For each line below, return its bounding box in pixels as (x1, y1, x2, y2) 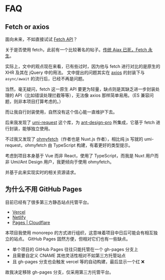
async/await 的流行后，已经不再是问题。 (5, 76, 87, 81)
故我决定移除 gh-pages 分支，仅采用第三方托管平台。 (5, 269, 114, 275)
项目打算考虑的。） (26, 99, 64, 104)
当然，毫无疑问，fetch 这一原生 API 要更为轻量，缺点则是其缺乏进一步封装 (5, 86, 156, 92)
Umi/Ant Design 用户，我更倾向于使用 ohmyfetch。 (10, 159, 114, 165)
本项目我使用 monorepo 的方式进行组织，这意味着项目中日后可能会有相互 (5, 230, 154, 236)
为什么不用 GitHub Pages (5, 185, 82, 194)
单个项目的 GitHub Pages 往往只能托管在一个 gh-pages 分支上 (12, 246, 139, 252)
